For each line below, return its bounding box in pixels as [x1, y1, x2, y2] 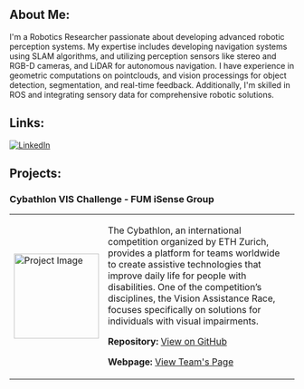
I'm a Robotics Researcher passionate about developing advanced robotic [9, 31, 285, 42]
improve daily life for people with [108, 269, 247, 282]
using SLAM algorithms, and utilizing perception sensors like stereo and [9, 50, 277, 62]
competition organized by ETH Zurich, [108, 236, 270, 248]
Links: [9, 115, 45, 131]
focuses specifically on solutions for [108, 304, 261, 316]
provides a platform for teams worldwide [108, 247, 280, 259]
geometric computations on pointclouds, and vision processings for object [9, 70, 287, 81]
